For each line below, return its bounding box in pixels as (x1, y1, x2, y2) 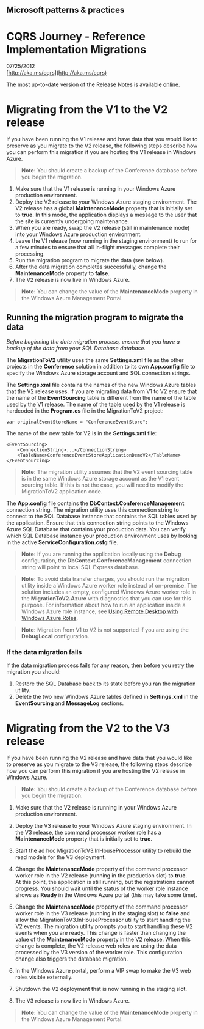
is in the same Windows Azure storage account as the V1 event (21, 475, 180, 482)
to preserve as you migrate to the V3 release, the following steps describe (6, 761, 192, 768)
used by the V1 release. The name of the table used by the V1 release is (6, 400, 186, 408)
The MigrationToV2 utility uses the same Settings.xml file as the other (6, 356, 184, 364)
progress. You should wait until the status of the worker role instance (15, 885, 188, 892)
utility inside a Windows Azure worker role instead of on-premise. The (21, 582, 197, 589)
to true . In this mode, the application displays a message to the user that (15, 211, 197, 219)
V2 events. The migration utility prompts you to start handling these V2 (15, 923, 193, 930)
